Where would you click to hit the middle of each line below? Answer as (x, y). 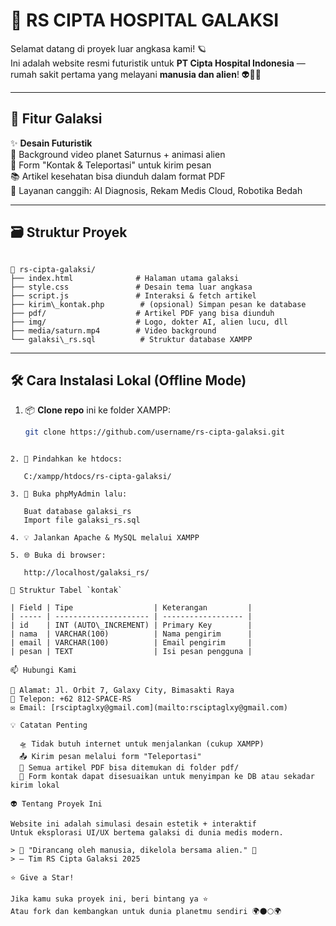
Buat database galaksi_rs (77, 512)
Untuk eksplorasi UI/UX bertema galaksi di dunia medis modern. (147, 833)
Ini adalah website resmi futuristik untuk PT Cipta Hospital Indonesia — (158, 63)
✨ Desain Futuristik (51, 143)
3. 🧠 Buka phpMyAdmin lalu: (69, 494)
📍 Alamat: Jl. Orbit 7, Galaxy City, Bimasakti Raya (122, 690)
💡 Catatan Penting (49, 725)
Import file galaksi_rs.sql (82, 520)
